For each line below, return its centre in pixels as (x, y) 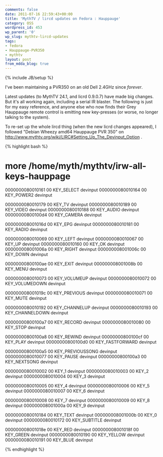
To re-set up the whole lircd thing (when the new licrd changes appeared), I (81, 127)
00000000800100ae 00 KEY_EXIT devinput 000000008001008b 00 (74, 264)
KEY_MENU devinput (26, 269)
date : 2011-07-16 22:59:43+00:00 (39, 14)
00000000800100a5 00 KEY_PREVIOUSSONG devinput (61, 351)
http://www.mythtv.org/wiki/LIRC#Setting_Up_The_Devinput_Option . (74, 137)
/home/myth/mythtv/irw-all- (88, 166)
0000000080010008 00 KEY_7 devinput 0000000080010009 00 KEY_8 (77, 401)
